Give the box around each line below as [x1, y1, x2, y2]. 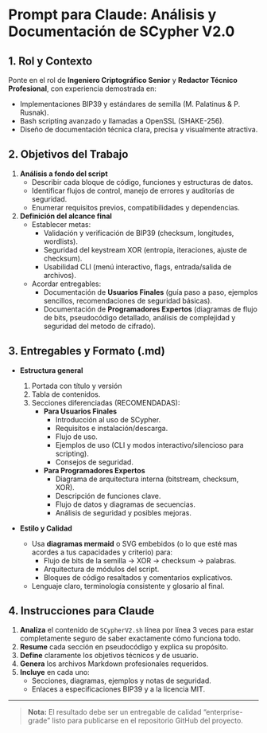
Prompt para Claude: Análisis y [8, 6, 217, 24]
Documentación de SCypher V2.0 [8, 22, 235, 41]
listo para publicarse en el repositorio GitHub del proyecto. [52, 715, 244, 726]
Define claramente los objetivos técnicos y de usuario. [19, 651, 199, 660]
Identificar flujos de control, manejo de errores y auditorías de [31, 186, 234, 195]
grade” [27, 715, 51, 726]
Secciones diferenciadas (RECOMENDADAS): [31, 398, 180, 407]
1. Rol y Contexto [8, 54, 93, 68]
